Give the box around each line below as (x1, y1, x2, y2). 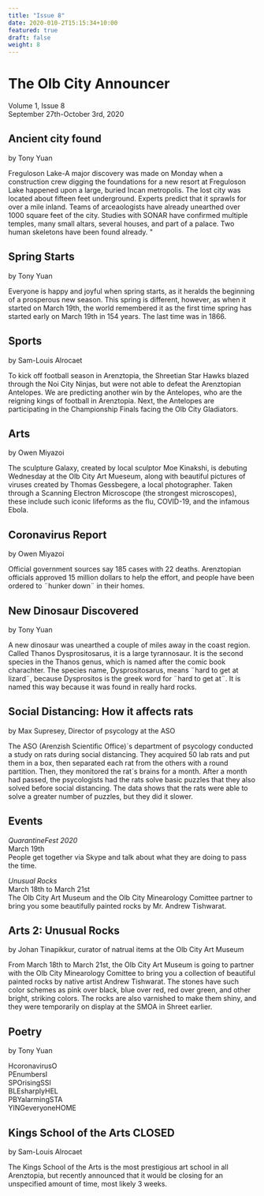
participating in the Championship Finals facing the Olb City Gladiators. (8, 404, 239, 414)
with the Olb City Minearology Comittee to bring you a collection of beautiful (8, 969, 256, 978)
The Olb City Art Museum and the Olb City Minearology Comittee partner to (8, 893, 254, 902)
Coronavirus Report (8, 528, 107, 542)
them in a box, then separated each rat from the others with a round (8, 758, 229, 767)
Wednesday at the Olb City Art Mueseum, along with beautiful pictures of (8, 471, 246, 482)
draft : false (8, 33, 51, 42)
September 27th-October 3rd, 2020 (8, 110, 125, 119)
